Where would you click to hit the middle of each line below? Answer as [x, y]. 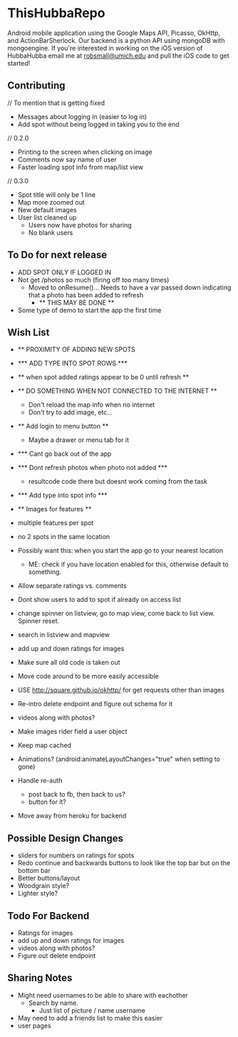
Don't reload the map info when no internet [92, 405]
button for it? [47, 802]
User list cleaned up [47, 217]
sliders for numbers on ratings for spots [76, 855]
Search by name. [53, 1003]
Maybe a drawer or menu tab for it [79, 440]
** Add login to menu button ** [63, 426]
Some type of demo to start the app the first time [89, 310]
